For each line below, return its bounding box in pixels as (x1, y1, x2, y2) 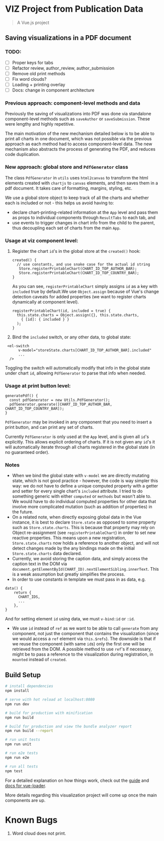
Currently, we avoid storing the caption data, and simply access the (12, 556, 148, 562)
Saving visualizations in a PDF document (5, 34, 132, 42)
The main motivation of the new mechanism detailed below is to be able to (5, 131, 155, 136)
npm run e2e (5, 755, 29, 760)
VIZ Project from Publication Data (5, 3, 143, 15)
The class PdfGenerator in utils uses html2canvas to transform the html (5, 175, 148, 180)
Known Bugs (5, 814, 58, 825)
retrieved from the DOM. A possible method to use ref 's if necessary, (12, 646, 152, 652)
